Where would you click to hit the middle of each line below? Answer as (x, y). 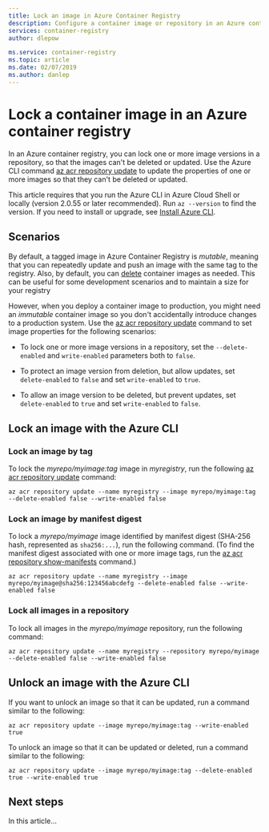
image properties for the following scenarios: (82, 331)
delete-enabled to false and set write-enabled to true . (110, 379)
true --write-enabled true (53, 778)
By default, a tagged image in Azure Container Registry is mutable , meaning (133, 256)
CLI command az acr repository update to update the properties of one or (130, 171)
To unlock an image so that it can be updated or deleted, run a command (128, 747)
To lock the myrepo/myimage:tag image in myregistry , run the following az (131, 468)
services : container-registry (59, 30)
